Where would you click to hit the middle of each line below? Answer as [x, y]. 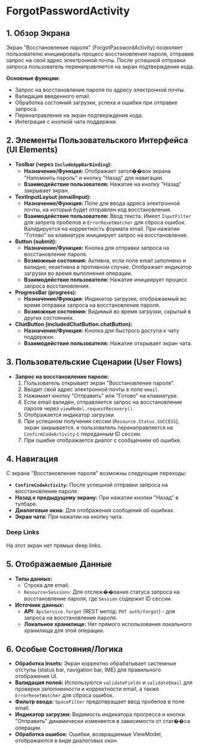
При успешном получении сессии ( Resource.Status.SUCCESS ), [101, 421]
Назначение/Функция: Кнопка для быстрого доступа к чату [101, 330]
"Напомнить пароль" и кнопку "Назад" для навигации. [93, 177]
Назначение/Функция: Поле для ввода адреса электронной [102, 203]
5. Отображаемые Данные [59, 564]
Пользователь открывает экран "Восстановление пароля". [99, 383]
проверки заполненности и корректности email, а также [87, 689]
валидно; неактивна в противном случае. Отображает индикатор [108, 267]
